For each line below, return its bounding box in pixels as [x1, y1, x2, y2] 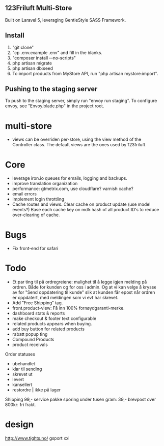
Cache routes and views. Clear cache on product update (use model [12, 201, 151, 207]
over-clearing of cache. [12, 212, 60, 218]
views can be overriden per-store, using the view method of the [12, 136, 141, 142]
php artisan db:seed [12, 65, 53, 71]
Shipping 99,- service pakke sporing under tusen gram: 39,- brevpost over [5, 396, 156, 403]
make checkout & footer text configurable [12, 316, 97, 321]
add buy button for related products [12, 326, 85, 332]
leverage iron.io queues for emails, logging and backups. [12, 175, 128, 181]
